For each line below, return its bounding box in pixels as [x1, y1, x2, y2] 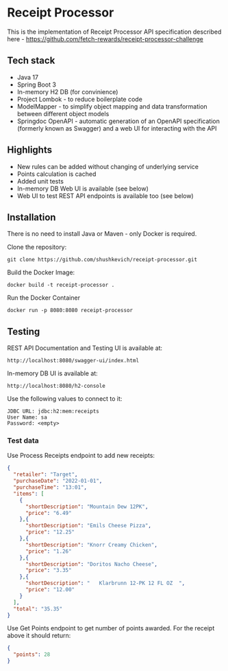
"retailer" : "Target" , [13, 471, 78, 478]
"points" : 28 [13, 651, 51, 658]
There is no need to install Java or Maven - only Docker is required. [7, 230, 197, 238]
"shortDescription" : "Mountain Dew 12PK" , [25, 503, 149, 510]
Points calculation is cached [16, 170, 97, 178]
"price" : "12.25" [25, 529, 75, 536]
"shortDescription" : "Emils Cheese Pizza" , [25, 522, 152, 529]
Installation [7, 211, 56, 223]
